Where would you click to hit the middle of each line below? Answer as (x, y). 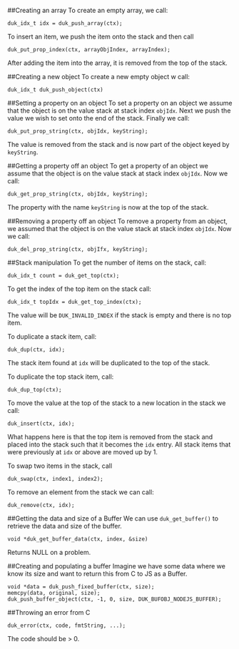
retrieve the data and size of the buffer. (65, 526)
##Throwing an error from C (49, 612)
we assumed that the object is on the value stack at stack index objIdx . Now (119, 229)
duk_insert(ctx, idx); (41, 424)
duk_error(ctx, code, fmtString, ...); (67, 625)
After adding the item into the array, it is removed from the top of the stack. (118, 63)
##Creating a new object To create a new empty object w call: (99, 77)
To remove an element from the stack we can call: (81, 492)
